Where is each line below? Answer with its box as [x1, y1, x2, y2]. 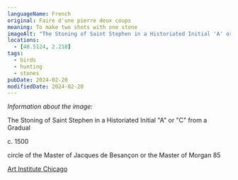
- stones [13, 69, 40, 77]
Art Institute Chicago [7, 164, 68, 174]
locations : [7, 37, 40, 44]
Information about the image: [7, 102, 93, 111]
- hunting [13, 63, 42, 70]
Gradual [7, 123, 30, 132]
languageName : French [7, 10, 72, 18]
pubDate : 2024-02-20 [7, 76, 69, 84]
